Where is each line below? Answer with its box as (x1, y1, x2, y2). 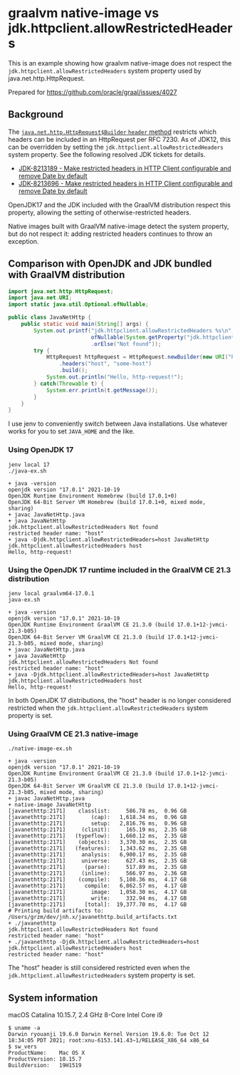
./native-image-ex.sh (8, 745, 73, 753)
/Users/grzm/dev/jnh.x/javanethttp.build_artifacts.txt (8, 914, 177, 921)
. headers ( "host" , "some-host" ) (58, 360, 152, 368)
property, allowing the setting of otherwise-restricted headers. (8, 208, 192, 217)
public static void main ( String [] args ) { (21, 321, 149, 328)
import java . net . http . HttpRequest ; (8, 287, 114, 295)
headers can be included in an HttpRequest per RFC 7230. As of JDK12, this (8, 135, 231, 143)
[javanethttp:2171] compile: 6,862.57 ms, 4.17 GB (8, 883, 187, 890)
